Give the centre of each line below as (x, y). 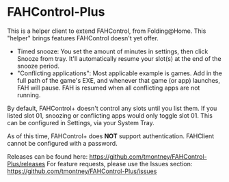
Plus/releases (26, 164)
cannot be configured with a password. (62, 143)
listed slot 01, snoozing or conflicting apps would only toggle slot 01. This (110, 115)
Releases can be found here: (48, 156)
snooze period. (38, 66)
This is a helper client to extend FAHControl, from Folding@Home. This (107, 31)
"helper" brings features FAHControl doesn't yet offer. (83, 38)
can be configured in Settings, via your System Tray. (81, 122)
